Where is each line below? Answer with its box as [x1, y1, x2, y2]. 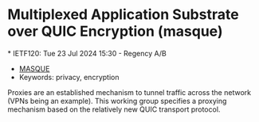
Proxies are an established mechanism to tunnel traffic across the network [7, 87, 252, 97]
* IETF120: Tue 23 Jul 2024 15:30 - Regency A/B [7, 48, 167, 58]
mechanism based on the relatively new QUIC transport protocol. [7, 105, 221, 114]
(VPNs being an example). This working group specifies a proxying [7, 96, 227, 105]
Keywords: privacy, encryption [18, 72, 120, 82]
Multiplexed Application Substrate [7, 6, 240, 24]
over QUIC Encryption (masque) [7, 22, 223, 40]
